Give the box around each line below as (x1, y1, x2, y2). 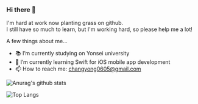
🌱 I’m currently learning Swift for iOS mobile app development (15, 58, 171, 66)
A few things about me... (6, 38, 68, 45)
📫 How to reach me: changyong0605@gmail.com (15, 65, 141, 72)
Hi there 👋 (6, 5, 37, 14)
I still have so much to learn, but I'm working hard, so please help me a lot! (6, 26, 193, 33)
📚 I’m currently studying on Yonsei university (15, 50, 130, 57)
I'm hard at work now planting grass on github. (6, 19, 124, 27)
